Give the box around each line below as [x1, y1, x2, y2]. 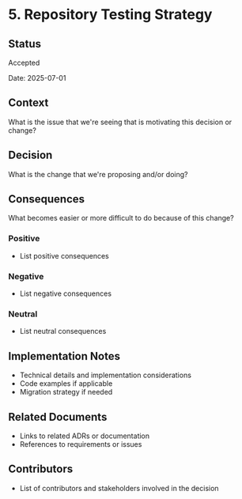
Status [8, 37, 42, 51]
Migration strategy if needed [19, 387, 113, 397]
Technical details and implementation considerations [19, 370, 192, 380]
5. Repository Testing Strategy [8, 6, 213, 24]
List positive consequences [19, 251, 109, 260]
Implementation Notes [8, 350, 121, 363]
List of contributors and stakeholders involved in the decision [19, 483, 219, 493]
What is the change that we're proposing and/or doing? [8, 169, 188, 179]
